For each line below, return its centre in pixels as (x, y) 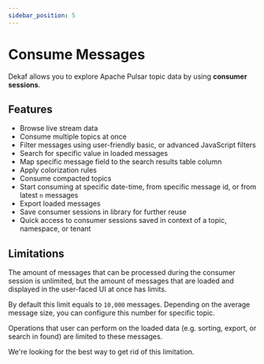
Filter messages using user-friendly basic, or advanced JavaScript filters (138, 145)
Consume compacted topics (65, 179)
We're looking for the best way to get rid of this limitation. (101, 352)
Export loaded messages (60, 204)
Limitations (36, 253)
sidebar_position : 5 (42, 15)
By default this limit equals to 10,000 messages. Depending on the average (129, 305)
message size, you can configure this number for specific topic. (112, 313)
